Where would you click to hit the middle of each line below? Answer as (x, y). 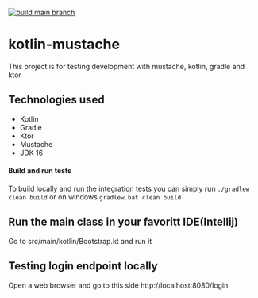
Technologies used (56, 100)
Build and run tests (40, 171)
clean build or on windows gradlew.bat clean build (95, 197)
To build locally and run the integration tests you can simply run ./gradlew (129, 188)
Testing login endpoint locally (83, 266)
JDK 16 (31, 153)
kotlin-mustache (64, 45)
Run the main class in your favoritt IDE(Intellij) (123, 222)
